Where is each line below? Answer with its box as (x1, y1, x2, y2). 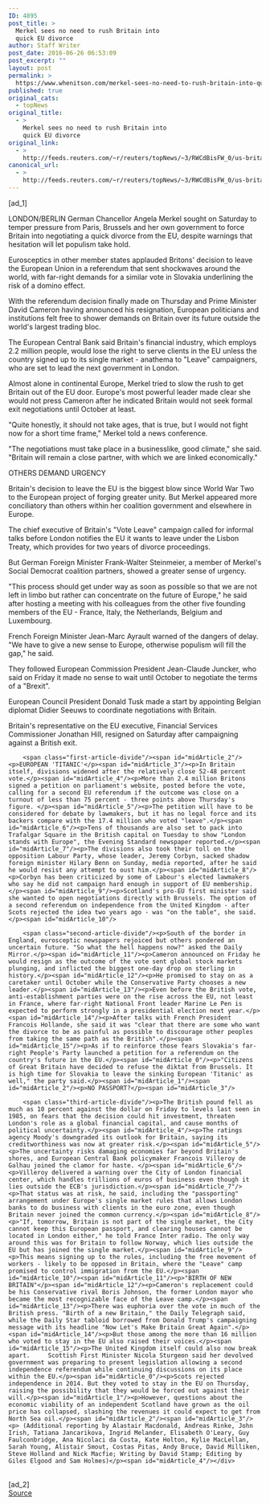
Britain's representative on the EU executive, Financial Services (8, 720, 219, 730)
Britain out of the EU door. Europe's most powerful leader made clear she (8, 387, 252, 396)
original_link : (8, 138, 59, 147)
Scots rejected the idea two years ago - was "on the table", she (8, 908, 235, 917)
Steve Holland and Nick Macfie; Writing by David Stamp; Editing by (8, 1450, 243, 1458)
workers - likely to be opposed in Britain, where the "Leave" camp (8, 1260, 243, 1268)
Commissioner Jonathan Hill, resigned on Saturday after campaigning (8, 729, 239, 739)
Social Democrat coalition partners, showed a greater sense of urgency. (8, 566, 247, 576)
